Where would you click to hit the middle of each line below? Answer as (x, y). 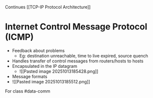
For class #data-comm (28, 91)
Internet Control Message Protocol (76, 27)
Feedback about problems (38, 50)
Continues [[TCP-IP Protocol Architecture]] (48, 7)
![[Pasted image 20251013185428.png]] (59, 71)
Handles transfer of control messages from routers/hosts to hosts (78, 61)
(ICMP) (19, 37)
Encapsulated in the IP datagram (45, 66)
